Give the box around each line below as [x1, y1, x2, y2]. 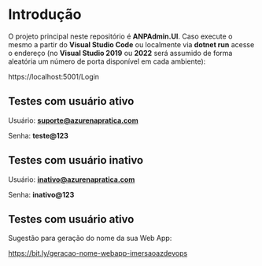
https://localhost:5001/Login [8, 72, 100, 81]
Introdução [8, 6, 82, 24]
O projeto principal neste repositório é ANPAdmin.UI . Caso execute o [8, 31, 233, 41]
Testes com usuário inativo [8, 153, 144, 167]
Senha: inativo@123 [8, 190, 75, 199]
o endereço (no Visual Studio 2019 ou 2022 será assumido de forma [8, 48, 233, 57]
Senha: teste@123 [8, 131, 69, 140]
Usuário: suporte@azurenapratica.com [8, 116, 139, 125]
